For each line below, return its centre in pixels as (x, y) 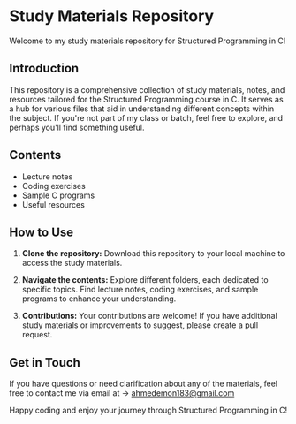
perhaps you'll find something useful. (77, 127)
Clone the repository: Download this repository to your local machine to (153, 254)
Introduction (44, 68)
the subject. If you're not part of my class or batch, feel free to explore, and (146, 117)
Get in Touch (45, 363)
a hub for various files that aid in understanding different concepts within (142, 109)
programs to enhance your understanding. (99, 299)
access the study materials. (72, 263)
